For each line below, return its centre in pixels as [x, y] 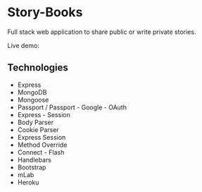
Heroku [28, 182]
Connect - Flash [41, 152]
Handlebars [34, 160]
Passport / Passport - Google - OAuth [72, 107]
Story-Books [45, 12]
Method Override [42, 145]
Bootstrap [32, 167]
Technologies [38, 68]
